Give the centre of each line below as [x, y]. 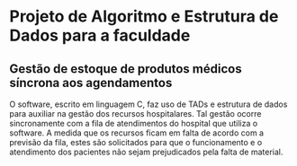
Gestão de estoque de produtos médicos [126, 69]
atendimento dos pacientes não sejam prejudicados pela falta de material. [146, 152]
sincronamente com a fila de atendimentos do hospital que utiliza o [134, 123]
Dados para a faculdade [100, 35]
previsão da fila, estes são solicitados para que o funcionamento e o [136, 142]
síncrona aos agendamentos [91, 83]
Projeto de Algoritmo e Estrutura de [144, 17]
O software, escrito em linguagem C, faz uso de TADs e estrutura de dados [148, 104]
